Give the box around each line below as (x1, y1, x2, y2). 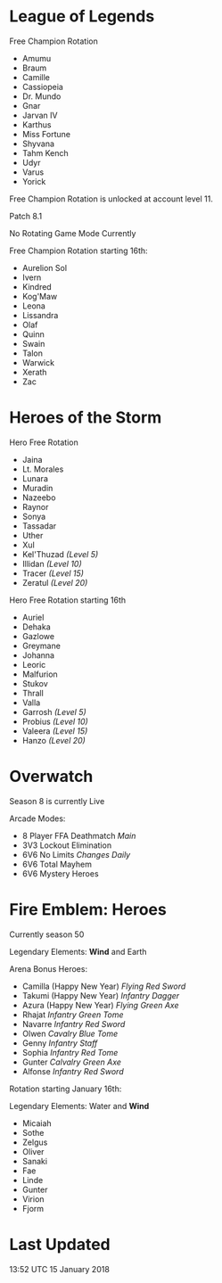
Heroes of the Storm (9, 407, 162, 428)
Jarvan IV (21, 110, 58, 120)
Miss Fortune (21, 128, 71, 139)
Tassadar (21, 520, 57, 531)
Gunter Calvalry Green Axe (21, 1057, 122, 1067)
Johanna (21, 649, 55, 661)
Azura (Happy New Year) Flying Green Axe (21, 999, 179, 1010)
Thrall (21, 687, 45, 698)
